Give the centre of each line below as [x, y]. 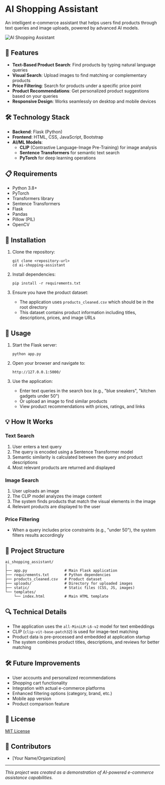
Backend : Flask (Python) [37, 132]
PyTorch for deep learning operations [58, 158]
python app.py [27, 354]
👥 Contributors [28, 746]
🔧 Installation [26, 240]
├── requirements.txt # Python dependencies [58, 575]
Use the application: [32, 381]
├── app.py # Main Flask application [61, 571]
